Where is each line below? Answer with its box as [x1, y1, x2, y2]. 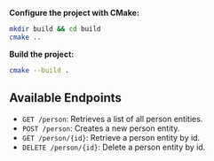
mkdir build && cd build [9, 25, 101, 34]
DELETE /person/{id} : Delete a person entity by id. [21, 142, 206, 153]
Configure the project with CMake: [9, 8, 140, 18]
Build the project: [9, 49, 75, 59]
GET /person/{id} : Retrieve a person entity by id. [21, 133, 201, 143]
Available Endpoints [9, 90, 123, 105]
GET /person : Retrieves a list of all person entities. [21, 114, 203, 125]
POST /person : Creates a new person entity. [21, 123, 180, 134]
